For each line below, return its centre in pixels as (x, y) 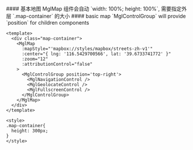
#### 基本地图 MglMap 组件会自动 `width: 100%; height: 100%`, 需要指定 (94, 9)
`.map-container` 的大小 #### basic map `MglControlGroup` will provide (99, 16)
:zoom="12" (35, 59)
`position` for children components (48, 23)
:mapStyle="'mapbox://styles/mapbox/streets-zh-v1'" (87, 49)
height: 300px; (30, 131)
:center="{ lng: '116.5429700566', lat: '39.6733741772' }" (96, 54)
